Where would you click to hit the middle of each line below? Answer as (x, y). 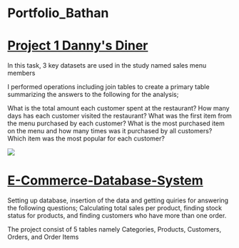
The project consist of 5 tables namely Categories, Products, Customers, (115, 229)
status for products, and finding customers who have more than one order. (117, 216)
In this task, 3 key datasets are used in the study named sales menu (107, 66)
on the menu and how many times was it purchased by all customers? (110, 131)
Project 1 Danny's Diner (78, 46)
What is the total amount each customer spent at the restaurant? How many (118, 108)
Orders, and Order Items (43, 237)
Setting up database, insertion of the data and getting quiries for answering (118, 200)
